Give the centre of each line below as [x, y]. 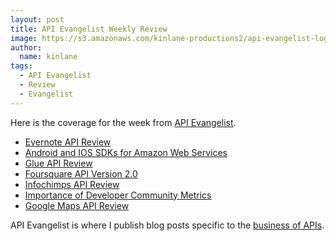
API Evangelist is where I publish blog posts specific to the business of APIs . [167, 225]
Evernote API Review [68, 142]
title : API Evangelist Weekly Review [89, 29]
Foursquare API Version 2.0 [81, 173]
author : [26, 47]
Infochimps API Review [72, 184]
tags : [21, 66]
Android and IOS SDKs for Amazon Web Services [126, 152]
